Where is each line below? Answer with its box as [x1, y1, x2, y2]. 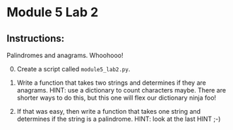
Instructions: [6, 32, 65, 45]
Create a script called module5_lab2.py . [16, 65, 131, 73]
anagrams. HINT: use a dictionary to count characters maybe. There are [16, 86, 227, 94]
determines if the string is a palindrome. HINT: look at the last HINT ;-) [16, 114, 221, 123]
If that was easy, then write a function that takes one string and [16, 107, 201, 115]
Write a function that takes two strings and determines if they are [16, 78, 206, 87]
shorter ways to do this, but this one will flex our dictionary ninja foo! [16, 93, 217, 102]
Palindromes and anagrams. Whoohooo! [6, 51, 124, 59]
